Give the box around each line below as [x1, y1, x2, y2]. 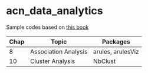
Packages [102, 37, 131, 45]
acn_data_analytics [6, 4, 103, 18]
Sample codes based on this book [6, 24, 89, 31]
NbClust [93, 57, 116, 65]
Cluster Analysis [30, 57, 75, 65]
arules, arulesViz [93, 47, 140, 55]
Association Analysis [30, 47, 88, 55]
